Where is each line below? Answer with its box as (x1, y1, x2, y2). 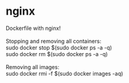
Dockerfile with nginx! (6, 24, 61, 32)
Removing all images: (6, 63, 59, 71)
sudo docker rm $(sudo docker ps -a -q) (6, 50, 108, 57)
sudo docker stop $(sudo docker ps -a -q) (6, 44, 112, 51)
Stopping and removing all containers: (6, 37, 101, 45)
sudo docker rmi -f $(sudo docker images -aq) (6, 70, 123, 77)
